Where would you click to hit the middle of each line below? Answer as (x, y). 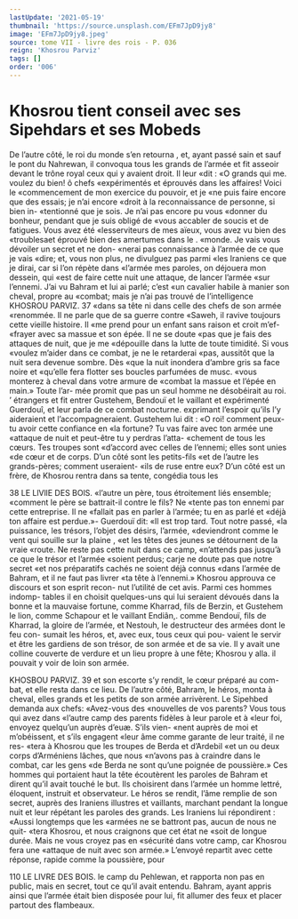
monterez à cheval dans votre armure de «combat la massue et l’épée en (143, 381)
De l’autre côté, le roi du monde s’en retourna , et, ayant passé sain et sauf (145, 154)
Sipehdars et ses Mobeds (105, 130)
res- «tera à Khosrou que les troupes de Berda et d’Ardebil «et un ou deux (145, 746)
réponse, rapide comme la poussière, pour (87, 859)
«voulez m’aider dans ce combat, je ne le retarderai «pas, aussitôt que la (142, 353)
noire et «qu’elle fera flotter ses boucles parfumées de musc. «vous (133, 372)
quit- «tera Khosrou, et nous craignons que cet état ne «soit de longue (138, 831)
